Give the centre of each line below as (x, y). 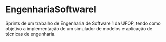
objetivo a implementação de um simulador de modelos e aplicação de (79, 28)
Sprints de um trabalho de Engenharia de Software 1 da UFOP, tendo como (83, 23)
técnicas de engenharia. (30, 34)
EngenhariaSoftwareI (51, 9)
